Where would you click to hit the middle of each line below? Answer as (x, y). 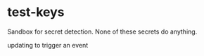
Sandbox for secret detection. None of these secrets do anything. (102, 31)
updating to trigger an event (48, 45)
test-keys (36, 12)
